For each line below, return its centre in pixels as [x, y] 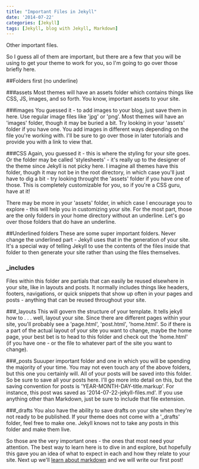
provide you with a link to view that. [50, 142]
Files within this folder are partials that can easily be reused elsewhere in [95, 281]
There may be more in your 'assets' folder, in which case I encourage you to [99, 203]
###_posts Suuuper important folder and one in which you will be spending [98, 361]
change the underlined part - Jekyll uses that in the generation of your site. [98, 240]
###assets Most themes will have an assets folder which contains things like [100, 92]
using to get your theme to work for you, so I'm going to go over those [92, 63]
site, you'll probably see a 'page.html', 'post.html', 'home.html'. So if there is [99, 324]
